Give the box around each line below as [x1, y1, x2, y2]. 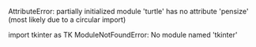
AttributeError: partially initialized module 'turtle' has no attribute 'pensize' [8, 7, 249, 16]
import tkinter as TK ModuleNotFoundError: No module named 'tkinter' [8, 31, 238, 39]
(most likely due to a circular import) [8, 15, 126, 24]
